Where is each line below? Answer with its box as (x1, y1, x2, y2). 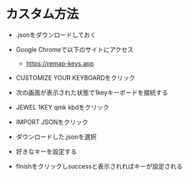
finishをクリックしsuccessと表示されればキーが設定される (15, 162, 183, 170)
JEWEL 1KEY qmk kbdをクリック (15, 103, 109, 111)
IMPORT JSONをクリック (15, 117, 89, 126)
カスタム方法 (6, 6, 80, 22)
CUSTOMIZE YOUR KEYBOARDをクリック (15, 74, 136, 82)
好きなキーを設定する (15, 147, 77, 155)
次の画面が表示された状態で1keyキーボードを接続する (15, 88, 168, 96)
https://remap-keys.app (26, 59, 94, 67)
